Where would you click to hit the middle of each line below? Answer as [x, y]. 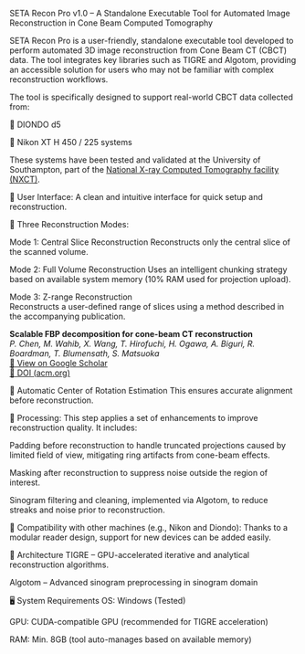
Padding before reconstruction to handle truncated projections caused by [147, 445]
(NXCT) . [25, 179]
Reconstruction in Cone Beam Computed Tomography [111, 23]
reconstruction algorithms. [59, 564]
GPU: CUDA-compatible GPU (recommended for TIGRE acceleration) [139, 622]
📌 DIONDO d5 [35, 124]
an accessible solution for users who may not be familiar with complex [142, 69]
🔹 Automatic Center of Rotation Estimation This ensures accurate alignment [151, 390]
